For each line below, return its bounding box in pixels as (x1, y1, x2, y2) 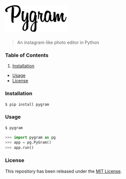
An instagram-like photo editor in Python (17, 39, 100, 45)
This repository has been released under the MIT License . (5, 168, 122, 174)
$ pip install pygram (5, 102, 50, 107)
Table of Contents (5, 52, 49, 59)
